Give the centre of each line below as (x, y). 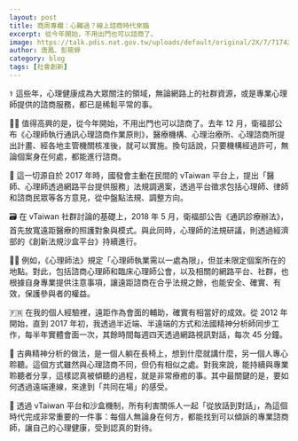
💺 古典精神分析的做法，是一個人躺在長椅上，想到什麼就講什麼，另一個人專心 (149, 353)
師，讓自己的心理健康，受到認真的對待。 (83, 428)
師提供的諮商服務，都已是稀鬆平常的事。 (83, 104)
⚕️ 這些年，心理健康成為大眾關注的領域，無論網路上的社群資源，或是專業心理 (149, 93)
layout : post (33, 17)
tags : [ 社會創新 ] (39, 67)
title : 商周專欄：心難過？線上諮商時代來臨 (79, 26)
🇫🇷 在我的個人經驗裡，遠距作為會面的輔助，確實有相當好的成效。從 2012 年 (149, 312)
